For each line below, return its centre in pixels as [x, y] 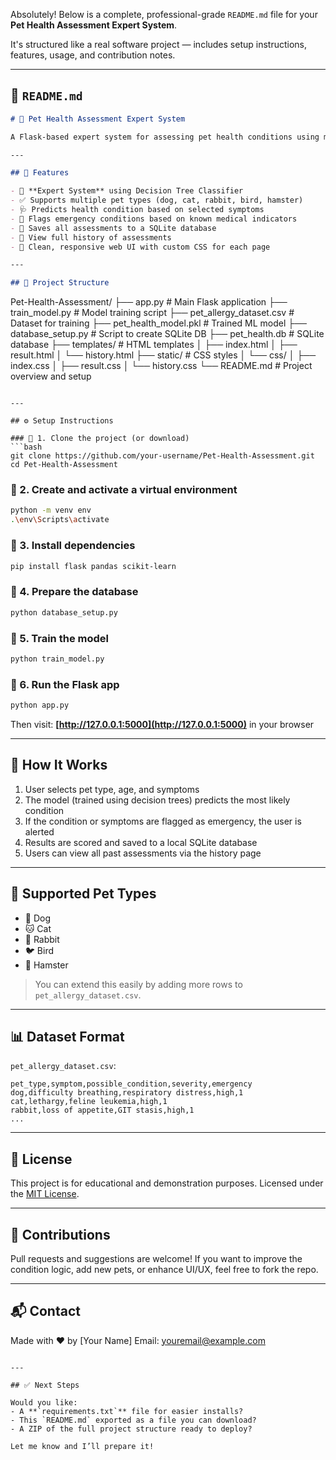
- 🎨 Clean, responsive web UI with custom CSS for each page [140, 247]
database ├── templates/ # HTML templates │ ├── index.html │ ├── [154, 345]
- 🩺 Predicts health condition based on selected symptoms [137, 210]
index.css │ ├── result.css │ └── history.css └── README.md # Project [161, 366]
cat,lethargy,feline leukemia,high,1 [89, 1102]
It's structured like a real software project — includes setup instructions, [159, 44]
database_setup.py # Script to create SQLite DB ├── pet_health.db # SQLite [167, 334]
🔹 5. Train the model [59, 638]
